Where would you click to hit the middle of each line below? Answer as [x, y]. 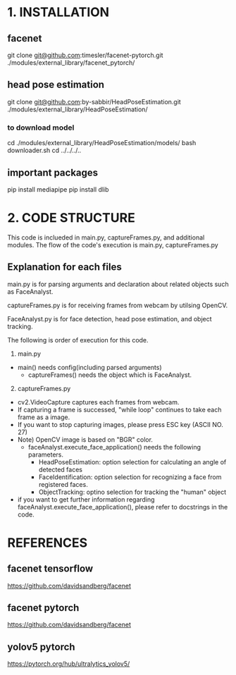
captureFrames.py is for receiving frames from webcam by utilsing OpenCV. [118, 305]
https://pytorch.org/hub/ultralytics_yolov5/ [69, 664]
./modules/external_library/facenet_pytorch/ [71, 63]
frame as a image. [44, 417]
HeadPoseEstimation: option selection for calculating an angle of [132, 462]
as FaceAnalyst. [30, 291]
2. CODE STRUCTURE [71, 218]
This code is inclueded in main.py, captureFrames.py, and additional [106, 237]
